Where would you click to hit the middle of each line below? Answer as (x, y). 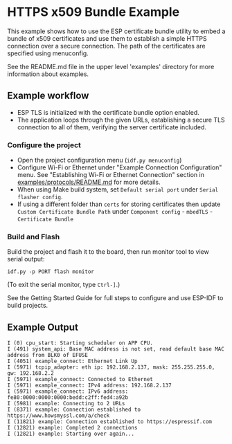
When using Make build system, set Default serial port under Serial (118, 189)
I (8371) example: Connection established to (74, 410)
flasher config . (40, 197)
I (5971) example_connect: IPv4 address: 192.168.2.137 (89, 386)
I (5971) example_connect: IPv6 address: (68, 391)
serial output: (26, 259)
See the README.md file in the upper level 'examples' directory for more (111, 66)
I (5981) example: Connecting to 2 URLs (66, 404)
